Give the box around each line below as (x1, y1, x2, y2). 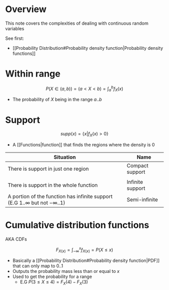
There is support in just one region (8, 165, 89, 172)
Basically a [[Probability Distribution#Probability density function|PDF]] (12, 258, 160, 264)
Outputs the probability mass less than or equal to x (12, 268, 120, 274)
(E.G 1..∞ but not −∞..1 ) (8, 199, 65, 206)
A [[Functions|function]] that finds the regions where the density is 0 (12, 142, 155, 148)
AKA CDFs (5, 236, 27, 242)
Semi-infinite (126, 196, 158, 203)
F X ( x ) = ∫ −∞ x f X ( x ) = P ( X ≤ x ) (56, 246, 113, 254)
